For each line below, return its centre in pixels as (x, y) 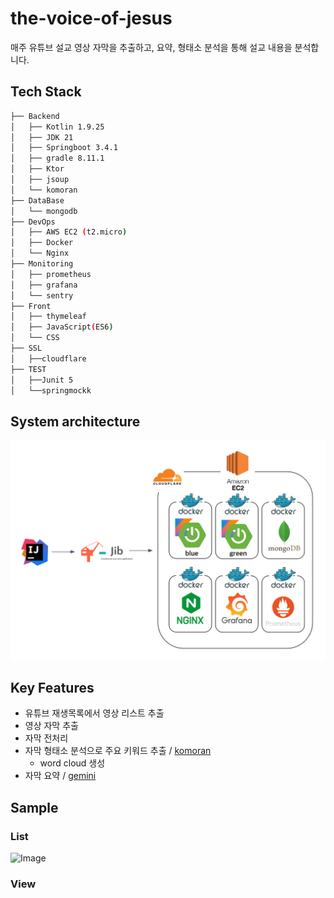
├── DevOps (33, 222)
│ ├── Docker (42, 243)
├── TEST (28, 369)
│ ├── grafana (44, 285)
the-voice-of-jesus (91, 18)
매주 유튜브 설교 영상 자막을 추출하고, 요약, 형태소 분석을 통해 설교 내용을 (151, 47)
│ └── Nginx (40, 253)
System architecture (75, 421)
